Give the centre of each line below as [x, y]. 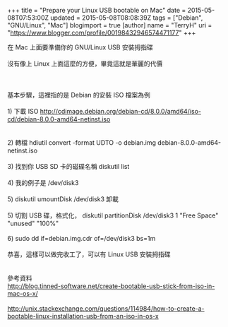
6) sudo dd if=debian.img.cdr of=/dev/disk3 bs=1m [82, 238]
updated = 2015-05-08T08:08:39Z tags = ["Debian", [127, 18]
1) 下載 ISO [23, 111]
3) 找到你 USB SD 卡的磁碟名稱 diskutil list [68, 166]
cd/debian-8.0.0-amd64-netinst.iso [59, 119]
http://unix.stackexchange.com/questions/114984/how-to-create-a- [106, 309]
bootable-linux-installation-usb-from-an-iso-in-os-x [83, 316]
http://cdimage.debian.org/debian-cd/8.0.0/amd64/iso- [121, 111]
